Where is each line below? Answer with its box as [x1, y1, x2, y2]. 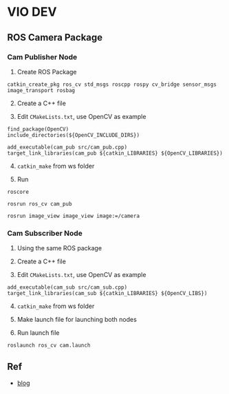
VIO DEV [7, 4, 57, 20]
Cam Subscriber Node [7, 228, 83, 238]
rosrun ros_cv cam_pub [7, 200, 72, 207]
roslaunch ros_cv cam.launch [7, 342, 91, 349]
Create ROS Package [17, 67, 77, 76]
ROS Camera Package [7, 32, 103, 43]
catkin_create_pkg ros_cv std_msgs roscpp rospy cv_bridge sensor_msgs [7, 80, 217, 88]
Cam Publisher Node [7, 52, 78, 62]
